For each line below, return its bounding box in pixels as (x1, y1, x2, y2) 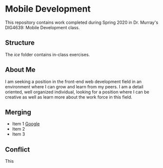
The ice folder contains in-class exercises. (5, 51, 90, 57)
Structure (5, 39, 35, 47)
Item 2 (12, 126, 25, 132)
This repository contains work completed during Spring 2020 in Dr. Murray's (5, 19, 159, 25)
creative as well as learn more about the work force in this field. (5, 94, 132, 100)
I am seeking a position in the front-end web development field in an (5, 79, 142, 84)
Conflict (5, 145, 30, 153)
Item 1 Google (12, 121, 40, 127)
